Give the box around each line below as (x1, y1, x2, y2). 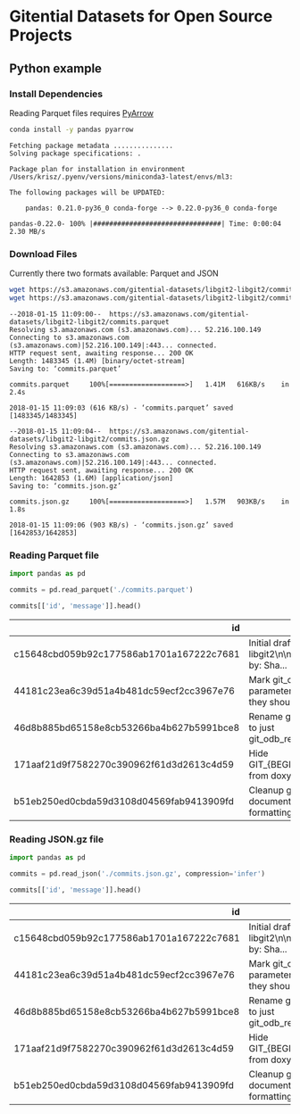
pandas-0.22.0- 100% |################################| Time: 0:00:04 (9, 219, 281, 229)
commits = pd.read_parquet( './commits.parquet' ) (9, 585, 194, 594)
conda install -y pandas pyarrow (9, 125, 134, 134)
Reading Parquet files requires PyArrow (9, 107, 154, 118)
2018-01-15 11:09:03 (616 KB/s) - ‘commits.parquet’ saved (9, 403, 234, 412)
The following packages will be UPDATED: (9, 187, 166, 197)
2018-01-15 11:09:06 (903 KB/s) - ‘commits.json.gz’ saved (9, 520, 234, 529)
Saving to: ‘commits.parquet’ (9, 364, 122, 373)
